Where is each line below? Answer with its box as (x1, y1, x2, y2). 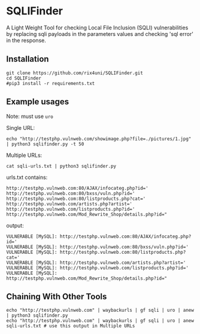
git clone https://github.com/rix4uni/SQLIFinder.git (6, 70, 144, 76)
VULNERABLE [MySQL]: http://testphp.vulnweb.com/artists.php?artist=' (6, 259, 186, 266)
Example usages (6, 97, 69, 107)
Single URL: (6, 124, 35, 131)
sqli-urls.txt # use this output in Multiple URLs (6, 323, 135, 329)
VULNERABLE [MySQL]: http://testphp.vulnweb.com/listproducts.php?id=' (6, 265, 189, 271)
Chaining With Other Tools (6, 292, 107, 302)
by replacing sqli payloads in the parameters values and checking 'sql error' (6, 30, 193, 37)
